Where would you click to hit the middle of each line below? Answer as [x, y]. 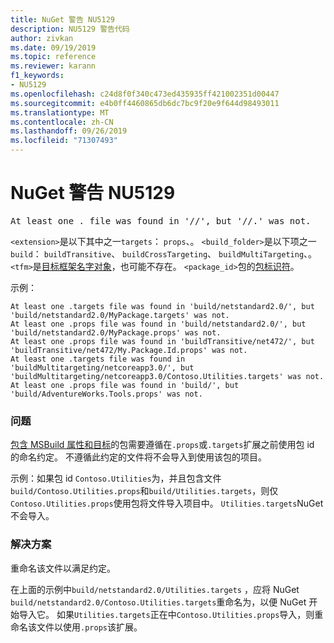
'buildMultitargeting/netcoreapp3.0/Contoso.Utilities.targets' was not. [167, 376]
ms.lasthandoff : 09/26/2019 [69, 131]
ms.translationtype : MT [60, 112]
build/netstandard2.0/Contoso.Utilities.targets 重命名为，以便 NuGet [158, 602]
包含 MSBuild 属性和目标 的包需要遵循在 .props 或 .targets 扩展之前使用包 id [162, 445]
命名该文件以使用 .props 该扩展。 [76, 627]
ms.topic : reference [53, 57]
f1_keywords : [37, 76]
